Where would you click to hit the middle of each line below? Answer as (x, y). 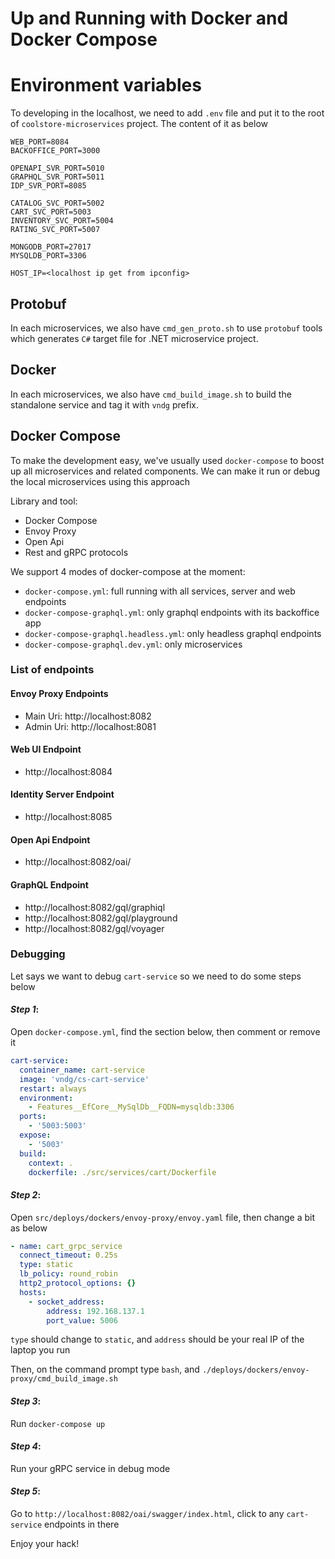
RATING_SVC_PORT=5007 (55, 230)
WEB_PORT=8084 (40, 142)
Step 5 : (25, 1491)
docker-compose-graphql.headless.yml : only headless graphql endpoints (173, 633)
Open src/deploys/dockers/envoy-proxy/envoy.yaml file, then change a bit (163, 1217)
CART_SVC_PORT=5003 (51, 212)
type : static (46, 1265)
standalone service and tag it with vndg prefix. (104, 404)
